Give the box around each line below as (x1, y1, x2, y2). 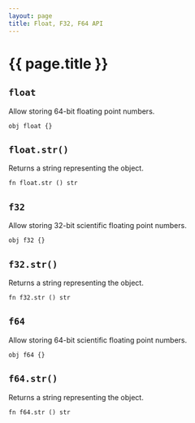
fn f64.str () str (8, 408, 71, 417)
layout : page (8, 11, 53, 20)
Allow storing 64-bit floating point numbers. (8, 106, 155, 116)
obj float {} (8, 122, 53, 130)
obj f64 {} (8, 351, 45, 359)
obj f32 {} (8, 236, 45, 244)
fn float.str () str (8, 179, 79, 188)
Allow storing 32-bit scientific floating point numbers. (8, 221, 187, 231)
